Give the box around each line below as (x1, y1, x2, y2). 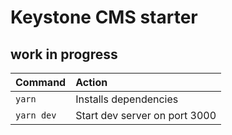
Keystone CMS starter (10, 6, 198, 29)
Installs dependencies (75, 92, 179, 106)
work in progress (10, 46, 118, 63)
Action (75, 76, 108, 89)
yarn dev (15, 110, 57, 121)
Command (15, 76, 67, 89)
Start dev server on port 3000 (75, 109, 217, 122)
